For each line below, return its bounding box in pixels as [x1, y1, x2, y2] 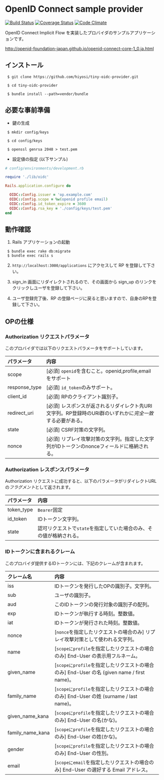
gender [7, 746, 24, 753]
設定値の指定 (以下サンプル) [12, 156, 68, 162]
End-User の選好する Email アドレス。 [62, 766, 151, 773]
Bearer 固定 [37, 507, 62, 514]
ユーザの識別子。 [54, 591, 94, 598]
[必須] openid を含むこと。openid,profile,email [46, 368, 151, 375]
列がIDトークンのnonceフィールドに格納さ [46, 443, 144, 450]
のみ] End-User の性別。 [54, 750, 111, 756]
